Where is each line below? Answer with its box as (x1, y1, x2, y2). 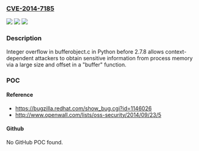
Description (6, 34, 42, 43)
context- (165, 47, 187, 55)
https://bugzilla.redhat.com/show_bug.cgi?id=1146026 (15, 105, 152, 112)
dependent (6, 54, 34, 61)
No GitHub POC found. (6, 138, 63, 146)
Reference (6, 91, 33, 99)
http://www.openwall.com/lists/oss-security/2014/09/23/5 (15, 111, 162, 118)
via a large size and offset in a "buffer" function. (6, 61, 127, 68)
